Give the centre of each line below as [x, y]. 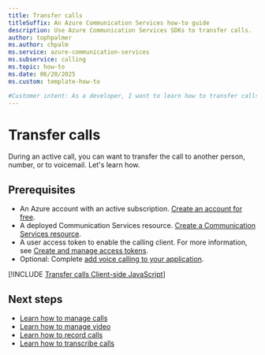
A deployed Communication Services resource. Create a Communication [138, 226]
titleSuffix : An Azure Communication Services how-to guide [109, 23]
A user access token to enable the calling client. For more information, [133, 242]
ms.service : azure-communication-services [79, 52]
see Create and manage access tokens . [84, 251]
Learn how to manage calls [63, 318]
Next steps [35, 299]
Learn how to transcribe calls [67, 343]
